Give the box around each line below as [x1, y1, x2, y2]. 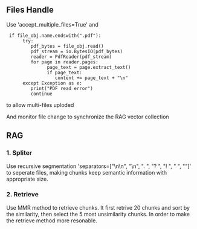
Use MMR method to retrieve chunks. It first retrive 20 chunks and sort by [6, 204, 190, 211]
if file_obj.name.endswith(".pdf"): [8, 33, 102, 39]
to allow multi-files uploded [6, 101, 74, 108]
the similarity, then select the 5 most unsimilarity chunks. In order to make [6, 210, 190, 218]
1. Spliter [6, 149, 33, 157]
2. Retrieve [6, 190, 39, 199]
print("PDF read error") [30, 85, 94, 91]
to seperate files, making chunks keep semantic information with [6, 169, 167, 176]
